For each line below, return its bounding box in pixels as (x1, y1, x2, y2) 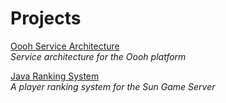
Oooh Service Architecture (10, 40, 120, 52)
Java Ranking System (10, 70, 100, 82)
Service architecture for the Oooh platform (10, 50, 187, 62)
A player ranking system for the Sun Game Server (10, 80, 216, 92)
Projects (10, 7, 82, 30)
